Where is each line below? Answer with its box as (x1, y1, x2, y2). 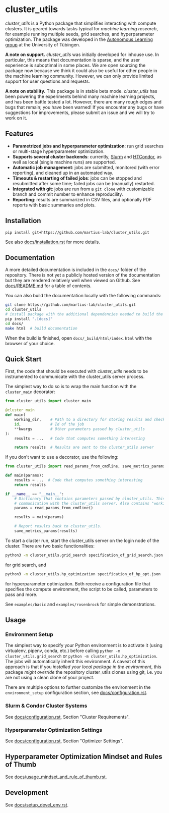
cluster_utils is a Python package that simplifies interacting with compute (5, 20, 156, 26)
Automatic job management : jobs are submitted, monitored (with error (12, 164, 160, 170)
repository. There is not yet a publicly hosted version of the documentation (5, 272, 160, 278)
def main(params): (5, 473, 44, 478)
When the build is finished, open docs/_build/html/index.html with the (5, 335, 152, 341)
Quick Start (5, 355, 42, 364)
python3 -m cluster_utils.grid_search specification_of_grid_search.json (5, 553, 163, 558)
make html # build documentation (5, 326, 78, 331)
